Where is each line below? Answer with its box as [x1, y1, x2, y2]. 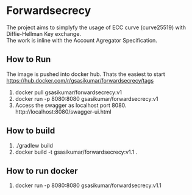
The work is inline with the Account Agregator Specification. [6, 36, 157, 44]
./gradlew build [15, 142, 54, 149]
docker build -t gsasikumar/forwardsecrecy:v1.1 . [15, 148, 138, 156]
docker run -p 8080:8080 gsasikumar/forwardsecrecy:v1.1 [15, 182, 162, 189]
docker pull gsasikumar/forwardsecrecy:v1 [15, 89, 123, 96]
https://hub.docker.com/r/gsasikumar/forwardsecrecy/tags [6, 77, 154, 84]
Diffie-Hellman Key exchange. [6, 30, 81, 37]
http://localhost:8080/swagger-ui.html [15, 108, 112, 115]
